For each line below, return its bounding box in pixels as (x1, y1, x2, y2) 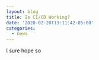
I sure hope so (6, 47, 41, 54)
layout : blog (6, 8, 39, 15)
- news (11, 31, 28, 37)
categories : (6, 25, 36, 31)
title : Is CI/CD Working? (6, 14, 70, 20)
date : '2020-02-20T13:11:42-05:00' (6, 20, 94, 26)
